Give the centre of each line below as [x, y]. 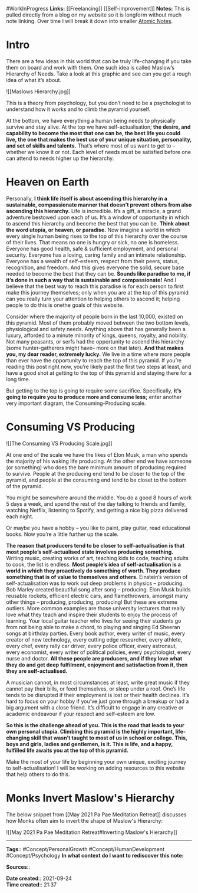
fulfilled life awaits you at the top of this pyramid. [67, 750]
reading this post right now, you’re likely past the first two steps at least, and [99, 367]
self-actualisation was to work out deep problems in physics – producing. [95, 583]
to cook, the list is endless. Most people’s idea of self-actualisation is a [94, 564]
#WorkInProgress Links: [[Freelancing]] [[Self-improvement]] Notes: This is [98, 9]
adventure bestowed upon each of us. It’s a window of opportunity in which [98, 217]
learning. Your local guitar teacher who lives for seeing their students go [94, 621]
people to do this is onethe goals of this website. [65, 305]
